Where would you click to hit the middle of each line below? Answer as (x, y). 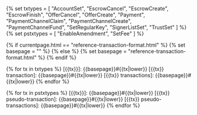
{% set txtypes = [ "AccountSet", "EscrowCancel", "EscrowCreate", (87, 9)
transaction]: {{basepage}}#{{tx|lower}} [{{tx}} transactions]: (80, 75)
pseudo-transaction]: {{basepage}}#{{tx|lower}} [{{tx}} (73, 99)
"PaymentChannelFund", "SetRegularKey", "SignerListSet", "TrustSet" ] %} (96, 27)
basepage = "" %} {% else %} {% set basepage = (66, 51)
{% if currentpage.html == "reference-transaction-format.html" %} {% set (96, 45)
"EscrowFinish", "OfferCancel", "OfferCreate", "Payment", (76, 15)
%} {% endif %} (57, 57)
